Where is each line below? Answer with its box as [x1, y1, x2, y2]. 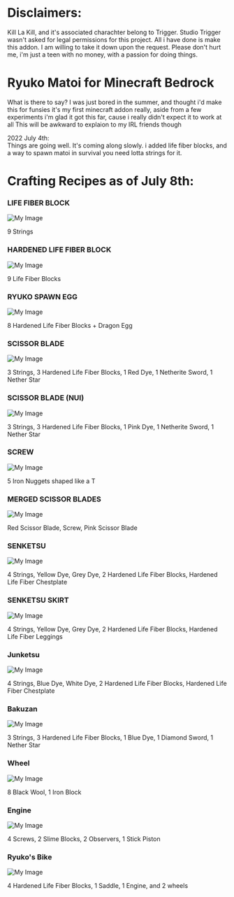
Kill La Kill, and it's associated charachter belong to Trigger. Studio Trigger [7, 28, 221, 36]
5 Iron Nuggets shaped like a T [7, 477, 96, 485]
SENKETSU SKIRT [7, 596, 69, 605]
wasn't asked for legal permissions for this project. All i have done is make [7, 35, 221, 43]
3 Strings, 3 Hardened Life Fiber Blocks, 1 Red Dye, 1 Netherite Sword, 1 [7, 368, 213, 377]
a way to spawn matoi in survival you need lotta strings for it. [7, 148, 182, 157]
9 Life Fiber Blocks [7, 274, 61, 282]
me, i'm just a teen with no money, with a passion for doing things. [7, 50, 198, 59]
